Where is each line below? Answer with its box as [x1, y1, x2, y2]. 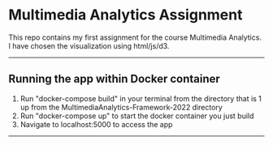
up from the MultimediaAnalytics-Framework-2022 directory [19, 102, 223, 112]
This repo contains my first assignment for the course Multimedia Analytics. [8, 32, 262, 42]
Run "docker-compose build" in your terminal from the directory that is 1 [19, 93, 262, 103]
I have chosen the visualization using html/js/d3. [8, 41, 170, 50]
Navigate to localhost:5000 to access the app [19, 119, 173, 129]
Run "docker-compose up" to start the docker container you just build [19, 111, 254, 121]
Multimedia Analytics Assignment [8, 6, 243, 24]
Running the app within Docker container [8, 72, 221, 86]
